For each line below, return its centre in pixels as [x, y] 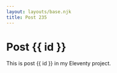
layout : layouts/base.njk [39, 12]
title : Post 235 [27, 17]
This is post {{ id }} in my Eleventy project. [59, 63]
